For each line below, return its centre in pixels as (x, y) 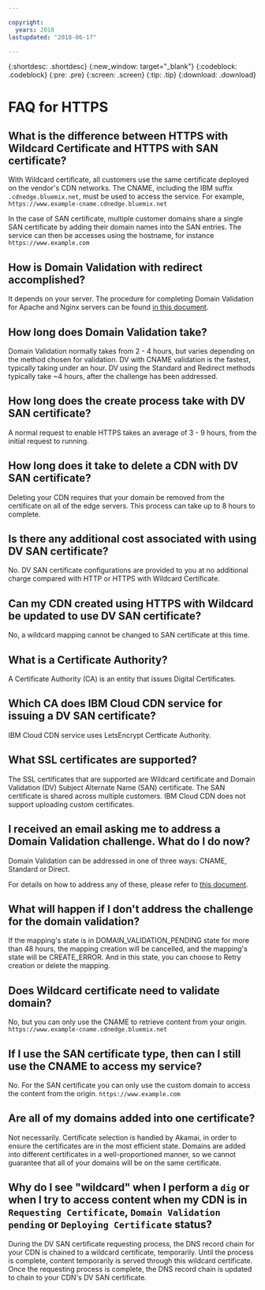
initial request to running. (49, 441)
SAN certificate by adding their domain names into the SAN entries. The (125, 227)
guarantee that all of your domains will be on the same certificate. (115, 1163)
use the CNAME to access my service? (105, 1066)
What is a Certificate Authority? (88, 660)
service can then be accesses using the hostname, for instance (111, 236)
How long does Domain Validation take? (108, 332)
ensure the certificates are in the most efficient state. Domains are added (127, 1146)
